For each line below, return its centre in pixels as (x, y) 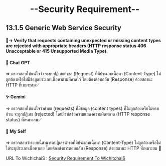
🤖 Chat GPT (18, 62)
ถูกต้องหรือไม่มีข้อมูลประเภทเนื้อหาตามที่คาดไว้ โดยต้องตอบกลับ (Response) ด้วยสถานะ (79, 79)
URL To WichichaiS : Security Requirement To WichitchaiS (66, 158)
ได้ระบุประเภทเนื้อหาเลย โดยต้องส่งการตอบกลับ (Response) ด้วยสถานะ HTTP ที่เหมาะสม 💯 (84, 148)
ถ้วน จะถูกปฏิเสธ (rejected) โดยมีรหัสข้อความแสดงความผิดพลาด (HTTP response (78, 114)
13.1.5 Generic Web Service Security (64, 28)
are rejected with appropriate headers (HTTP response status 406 (76, 46)
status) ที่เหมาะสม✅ (24, 119)
